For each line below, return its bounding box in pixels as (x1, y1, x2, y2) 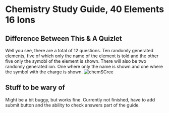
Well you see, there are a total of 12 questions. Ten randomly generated (5, 48, 154, 53)
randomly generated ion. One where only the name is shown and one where (5, 64, 163, 69)
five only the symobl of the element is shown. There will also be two (5, 58, 146, 64)
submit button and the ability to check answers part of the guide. (5, 102, 140, 108)
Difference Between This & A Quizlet (5, 34, 122, 43)
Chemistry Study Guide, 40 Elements (5, 4, 164, 15)
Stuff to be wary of (5, 83, 66, 92)
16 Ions (5, 14, 36, 26)
